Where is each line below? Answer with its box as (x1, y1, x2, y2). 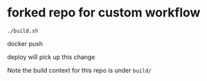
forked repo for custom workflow (7, 5, 201, 21)
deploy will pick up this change (7, 53, 95, 61)
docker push (7, 39, 43, 47)
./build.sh (7, 27, 39, 34)
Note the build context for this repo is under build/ (7, 66, 152, 74)
